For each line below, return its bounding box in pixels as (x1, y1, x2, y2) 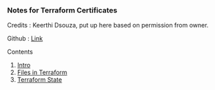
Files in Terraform (16, 68, 67, 77)
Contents (7, 47, 33, 56)
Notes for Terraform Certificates (7, 5, 118, 15)
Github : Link (7, 34, 43, 43)
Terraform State (16, 76, 63, 84)
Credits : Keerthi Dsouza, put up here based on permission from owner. (7, 21, 209, 30)
